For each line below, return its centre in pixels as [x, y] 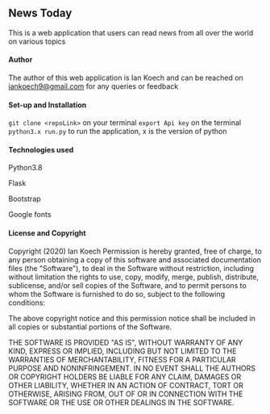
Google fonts [30, 215]
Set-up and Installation [48, 105]
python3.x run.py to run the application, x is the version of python [118, 132]
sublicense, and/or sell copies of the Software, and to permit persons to [128, 285]
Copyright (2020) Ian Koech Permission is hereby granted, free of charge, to [135, 251]
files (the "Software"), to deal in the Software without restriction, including [131, 268]
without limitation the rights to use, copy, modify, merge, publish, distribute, [134, 277]
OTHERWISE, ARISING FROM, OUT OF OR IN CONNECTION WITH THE [126, 394]
